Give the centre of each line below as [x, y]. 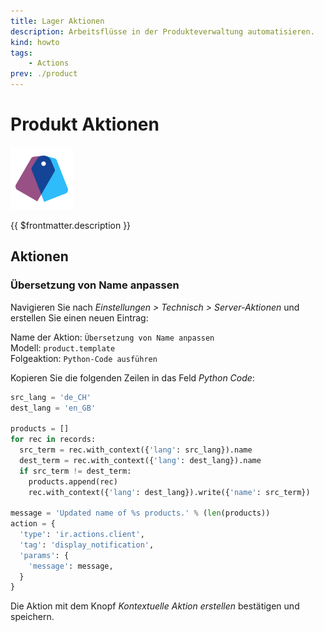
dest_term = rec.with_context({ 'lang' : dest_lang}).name [140, 460]
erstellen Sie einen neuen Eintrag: [79, 317]
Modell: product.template [63, 347]
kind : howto [35, 42]
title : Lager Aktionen [57, 21]
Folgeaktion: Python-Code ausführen [84, 358]
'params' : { [44, 555]
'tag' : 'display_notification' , [87, 545]
